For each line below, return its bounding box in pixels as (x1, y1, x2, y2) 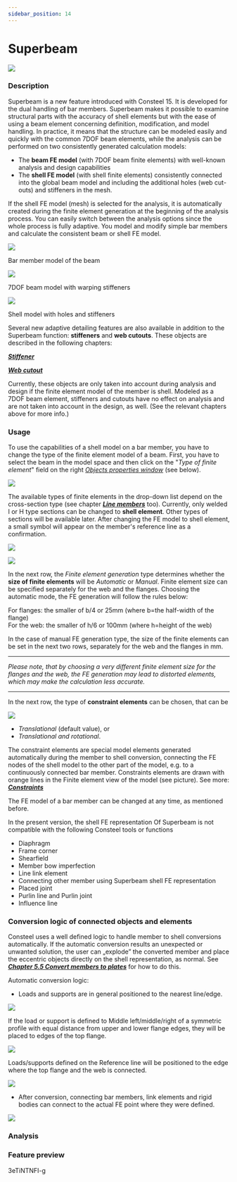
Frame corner (18, 847, 58, 855)
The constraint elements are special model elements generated (8, 746, 191, 754)
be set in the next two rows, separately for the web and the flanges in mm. (8, 642, 224, 651)
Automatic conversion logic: (8, 976, 89, 985)
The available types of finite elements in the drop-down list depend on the (8, 493, 223, 501)
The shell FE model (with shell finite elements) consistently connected (18, 171, 222, 179)
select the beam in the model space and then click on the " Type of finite (8, 458, 217, 467)
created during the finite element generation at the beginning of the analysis (8, 207, 229, 215)
